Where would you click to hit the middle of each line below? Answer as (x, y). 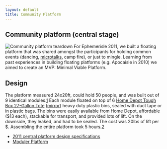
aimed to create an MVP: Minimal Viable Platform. (56, 68)
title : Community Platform (33, 14)
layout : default (22, 10)
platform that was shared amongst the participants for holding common (78, 52)
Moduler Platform (30, 142)
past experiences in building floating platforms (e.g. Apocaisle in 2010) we (81, 62)
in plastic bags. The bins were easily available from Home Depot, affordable (83, 111)
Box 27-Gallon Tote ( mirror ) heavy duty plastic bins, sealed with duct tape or (83, 106)
